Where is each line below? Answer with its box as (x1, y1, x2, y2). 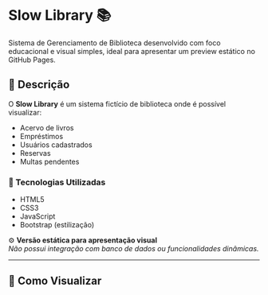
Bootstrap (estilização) (19, 220, 94, 230)
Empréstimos (19, 131, 64, 141)
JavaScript (19, 212, 56, 221)
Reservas (19, 148, 51, 157)
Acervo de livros (19, 122, 74, 132)
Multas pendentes (19, 157, 80, 166)
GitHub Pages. (8, 55, 56, 64)
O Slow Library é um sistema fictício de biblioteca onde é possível (8, 99, 227, 108)
